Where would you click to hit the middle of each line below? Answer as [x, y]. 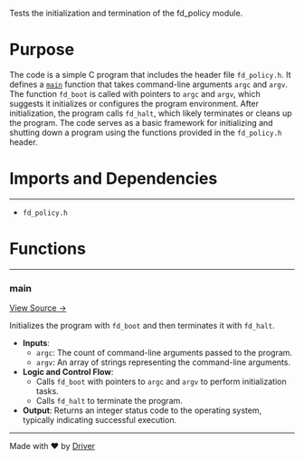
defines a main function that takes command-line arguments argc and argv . [148, 84]
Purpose [42, 50]
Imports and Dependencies [114, 179]
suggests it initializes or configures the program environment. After [134, 103]
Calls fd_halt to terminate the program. [109, 401]
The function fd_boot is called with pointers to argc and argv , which [135, 93]
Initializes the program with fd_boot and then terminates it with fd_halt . [142, 326]
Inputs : [36, 343]
